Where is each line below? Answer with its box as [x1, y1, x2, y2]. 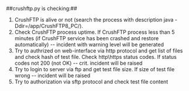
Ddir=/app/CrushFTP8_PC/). [14, 23, 84, 29]
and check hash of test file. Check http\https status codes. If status [14, 54, 177, 60]
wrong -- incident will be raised [14, 72, 91, 79]
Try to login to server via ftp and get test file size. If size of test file [14, 66, 175, 72]
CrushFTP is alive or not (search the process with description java [14, 16, 174, 23]
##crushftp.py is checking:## [6, 5, 77, 12]
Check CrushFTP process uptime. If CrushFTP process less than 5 [14, 29, 175, 36]
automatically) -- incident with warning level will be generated [14, 41, 164, 48]
